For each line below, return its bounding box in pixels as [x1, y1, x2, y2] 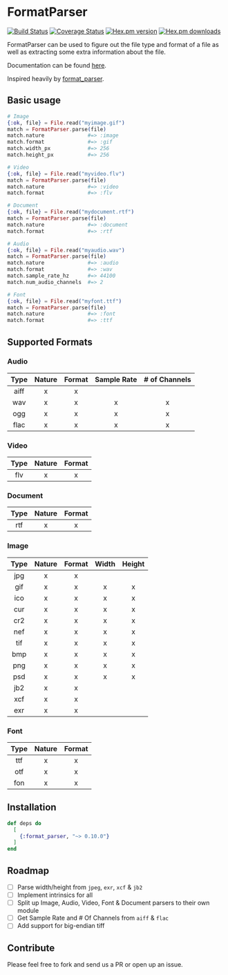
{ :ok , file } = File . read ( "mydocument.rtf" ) [7, 209, 135, 216]
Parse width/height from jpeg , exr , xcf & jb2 [17, 883, 143, 891]
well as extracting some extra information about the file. [7, 48, 166, 56]
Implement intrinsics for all [17, 891, 93, 899]
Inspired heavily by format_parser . [7, 74, 105, 83]
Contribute [7, 942, 55, 954]
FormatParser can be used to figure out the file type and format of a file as [7, 40, 219, 48]
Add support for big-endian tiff [17, 922, 105, 930]
